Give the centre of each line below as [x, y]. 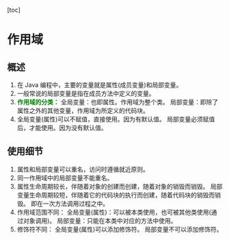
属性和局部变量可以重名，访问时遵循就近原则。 [83, 169]
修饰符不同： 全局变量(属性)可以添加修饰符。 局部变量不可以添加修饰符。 [120, 229]
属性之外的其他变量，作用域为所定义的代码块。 [83, 110]
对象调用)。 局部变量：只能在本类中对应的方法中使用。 [100, 220]
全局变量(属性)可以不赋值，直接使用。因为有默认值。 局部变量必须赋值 [116, 119]
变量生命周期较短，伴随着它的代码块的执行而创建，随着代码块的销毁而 [116, 195]
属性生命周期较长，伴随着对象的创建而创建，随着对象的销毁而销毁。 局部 [120, 186]
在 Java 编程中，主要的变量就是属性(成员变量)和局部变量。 [99, 85]
